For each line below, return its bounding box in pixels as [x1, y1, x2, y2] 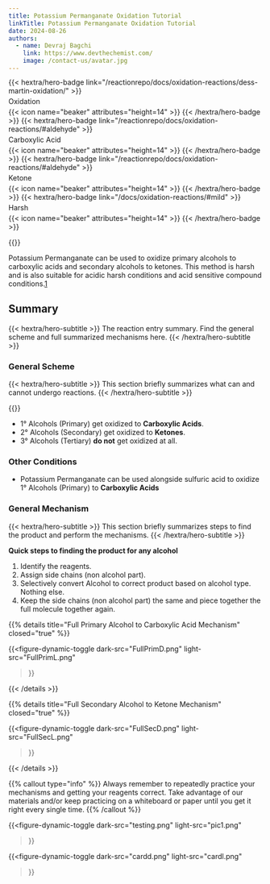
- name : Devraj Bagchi [15, 42, 92, 50]
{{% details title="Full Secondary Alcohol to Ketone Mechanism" [8, 699, 222, 709]
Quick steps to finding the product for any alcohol [8, 546, 179, 555]
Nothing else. [19, 587, 64, 596]
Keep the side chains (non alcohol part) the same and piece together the [19, 596, 261, 605]
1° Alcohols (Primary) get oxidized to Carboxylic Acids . [19, 419, 204, 429]
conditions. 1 [8, 279, 48, 288]
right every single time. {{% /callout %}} [8, 804, 141, 814]
